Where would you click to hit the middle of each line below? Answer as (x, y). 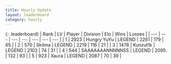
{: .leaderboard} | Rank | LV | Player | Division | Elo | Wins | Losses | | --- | (83, 34)
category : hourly (24, 19)
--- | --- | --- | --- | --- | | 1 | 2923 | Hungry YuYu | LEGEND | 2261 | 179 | (87, 39)
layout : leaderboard (27, 15)
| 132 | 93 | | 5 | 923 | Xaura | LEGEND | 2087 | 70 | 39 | (63, 56)
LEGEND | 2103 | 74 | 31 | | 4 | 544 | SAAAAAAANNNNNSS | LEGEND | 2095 (86, 50)
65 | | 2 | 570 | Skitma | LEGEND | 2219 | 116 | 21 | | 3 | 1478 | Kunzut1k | (80, 45)
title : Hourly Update (28, 10)
